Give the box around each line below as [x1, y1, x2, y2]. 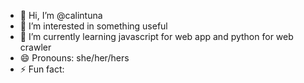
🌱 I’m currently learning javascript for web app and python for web [19, 31, 294, 42]
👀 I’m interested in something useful [19, 20, 168, 32]
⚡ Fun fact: [19, 63, 65, 75]
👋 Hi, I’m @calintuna [19, 10, 103, 21]
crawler [19, 41, 52, 53]
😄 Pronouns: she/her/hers [19, 52, 130, 64]
